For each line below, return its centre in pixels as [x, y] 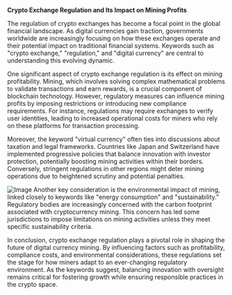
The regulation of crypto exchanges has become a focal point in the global [114, 23]
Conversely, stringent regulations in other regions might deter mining [106, 169]
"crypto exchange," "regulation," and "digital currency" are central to [105, 53]
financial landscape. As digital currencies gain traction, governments [105, 31]
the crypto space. [32, 284]
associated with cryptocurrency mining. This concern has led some [103, 212]
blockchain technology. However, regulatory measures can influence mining [116, 96]
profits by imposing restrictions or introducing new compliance [97, 103]
